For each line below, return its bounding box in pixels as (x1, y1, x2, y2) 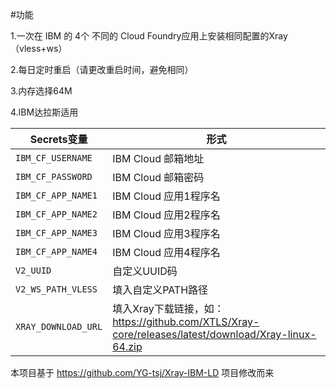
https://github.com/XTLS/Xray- (112, 315, 260, 328)
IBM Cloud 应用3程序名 (112, 227, 221, 240)
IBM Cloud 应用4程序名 (112, 246, 221, 259)
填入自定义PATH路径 (112, 283, 209, 297)
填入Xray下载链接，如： (112, 302, 225, 315)
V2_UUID (15, 265, 52, 276)
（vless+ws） (10, 43, 68, 54)
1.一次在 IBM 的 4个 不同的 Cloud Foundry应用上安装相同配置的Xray (10, 30, 288, 42)
